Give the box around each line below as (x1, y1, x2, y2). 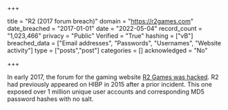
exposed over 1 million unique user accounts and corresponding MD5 (7, 87, 205, 96)
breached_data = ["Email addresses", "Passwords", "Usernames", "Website (7, 39, 222, 47)
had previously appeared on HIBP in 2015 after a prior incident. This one (7, 80, 212, 88)
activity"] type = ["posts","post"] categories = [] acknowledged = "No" (7, 46, 209, 54)
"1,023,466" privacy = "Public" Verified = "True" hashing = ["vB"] (7, 32, 193, 40)
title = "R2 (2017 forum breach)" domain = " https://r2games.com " (7, 17, 194, 25)
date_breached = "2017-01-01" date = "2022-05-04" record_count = (7, 25, 202, 32)
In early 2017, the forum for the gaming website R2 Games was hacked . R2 (7, 73, 219, 81)
